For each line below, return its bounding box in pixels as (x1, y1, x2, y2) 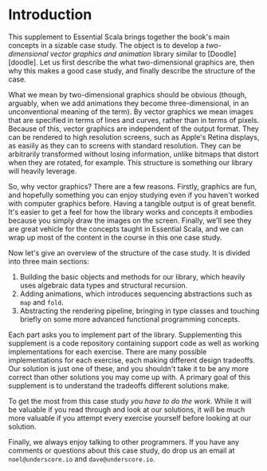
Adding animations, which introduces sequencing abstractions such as (19, 289, 253, 299)
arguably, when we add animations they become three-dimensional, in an (8, 98, 249, 108)
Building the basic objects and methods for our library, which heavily (19, 271, 245, 281)
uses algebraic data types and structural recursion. (19, 280, 188, 290)
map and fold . (19, 297, 64, 307)
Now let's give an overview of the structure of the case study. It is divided (8, 247, 251, 257)
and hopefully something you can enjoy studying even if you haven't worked (8, 190, 259, 200)
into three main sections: (8, 256, 89, 266)
